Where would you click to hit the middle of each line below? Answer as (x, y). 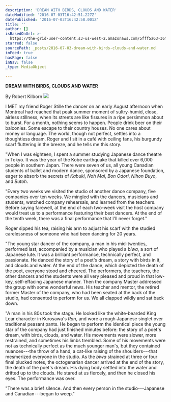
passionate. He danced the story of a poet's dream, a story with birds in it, (83, 260)
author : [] (17, 29)
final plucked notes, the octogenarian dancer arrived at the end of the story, (85, 362)
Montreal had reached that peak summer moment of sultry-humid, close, (81, 112)
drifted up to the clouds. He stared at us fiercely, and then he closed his (80, 373)
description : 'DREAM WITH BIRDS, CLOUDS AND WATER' (61, 10)
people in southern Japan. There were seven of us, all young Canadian (79, 165)
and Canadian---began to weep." (40, 394)
